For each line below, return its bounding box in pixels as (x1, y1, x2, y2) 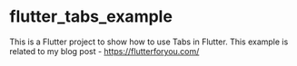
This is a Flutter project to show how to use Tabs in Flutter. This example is (9, 36, 289, 47)
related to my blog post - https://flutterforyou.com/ (9, 45, 200, 56)
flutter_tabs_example (9, 6, 173, 27)
